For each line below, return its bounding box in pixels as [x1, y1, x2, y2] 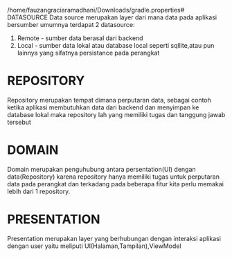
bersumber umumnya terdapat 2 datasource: [7, 21, 135, 28]
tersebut [7, 118, 31, 126]
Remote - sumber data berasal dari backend [17, 34, 143, 42]
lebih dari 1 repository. [7, 187, 71, 195]
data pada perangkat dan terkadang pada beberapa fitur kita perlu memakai [7, 179, 224, 188]
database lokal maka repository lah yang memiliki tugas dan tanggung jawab [7, 110, 226, 118]
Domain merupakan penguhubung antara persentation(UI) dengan [7, 165, 196, 173]
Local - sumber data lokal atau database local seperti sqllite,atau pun [17, 42, 215, 49]
